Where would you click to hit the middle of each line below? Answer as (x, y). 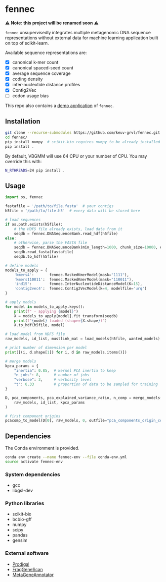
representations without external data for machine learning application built (82, 38)
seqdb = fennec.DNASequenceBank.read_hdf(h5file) (66, 233)
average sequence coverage (41, 73)
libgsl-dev (22, 491)
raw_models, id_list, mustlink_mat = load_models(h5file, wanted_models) (83, 339)
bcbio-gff (22, 520)
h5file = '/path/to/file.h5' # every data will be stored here (73, 211)
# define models (22, 265)
